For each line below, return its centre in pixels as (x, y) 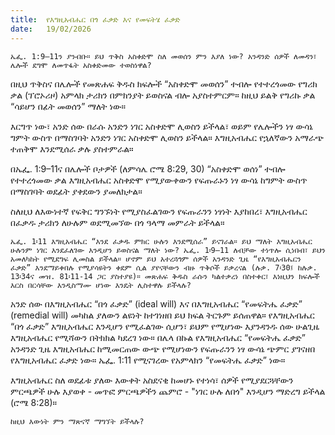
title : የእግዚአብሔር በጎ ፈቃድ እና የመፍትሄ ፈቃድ (95, 19)
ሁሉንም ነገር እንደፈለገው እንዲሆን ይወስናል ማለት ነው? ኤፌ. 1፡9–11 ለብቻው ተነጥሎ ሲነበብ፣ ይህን (168, 250)
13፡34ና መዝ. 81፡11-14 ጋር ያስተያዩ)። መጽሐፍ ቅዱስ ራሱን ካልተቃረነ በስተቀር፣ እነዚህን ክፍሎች (165, 276)
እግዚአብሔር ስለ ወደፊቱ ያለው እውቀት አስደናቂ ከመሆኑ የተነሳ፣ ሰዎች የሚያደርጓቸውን (152, 380)
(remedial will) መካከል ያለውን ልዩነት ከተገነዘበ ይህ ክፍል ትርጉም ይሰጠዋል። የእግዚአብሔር (162, 315)
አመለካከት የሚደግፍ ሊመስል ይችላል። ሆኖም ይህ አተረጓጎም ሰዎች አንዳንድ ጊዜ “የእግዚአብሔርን (156, 259)
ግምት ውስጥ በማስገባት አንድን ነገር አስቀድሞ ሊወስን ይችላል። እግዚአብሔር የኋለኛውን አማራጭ (167, 137)
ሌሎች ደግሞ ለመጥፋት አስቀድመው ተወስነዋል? (81, 65)
